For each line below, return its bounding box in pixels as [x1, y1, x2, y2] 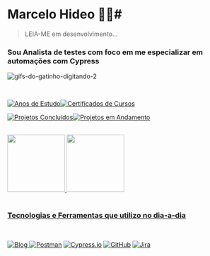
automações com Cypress [7, 56, 100, 66]
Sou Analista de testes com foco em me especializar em [7, 47, 204, 57]
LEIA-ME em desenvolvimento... [24, 30, 118, 38]
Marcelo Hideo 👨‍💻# [7, 6, 122, 23]
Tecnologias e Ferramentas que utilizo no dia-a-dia [7, 211, 186, 221]
